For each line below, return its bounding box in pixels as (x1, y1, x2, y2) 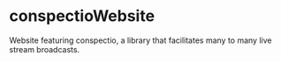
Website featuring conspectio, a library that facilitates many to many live (9, 35, 272, 45)
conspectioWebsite (9, 6, 156, 26)
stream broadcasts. (9, 44, 80, 54)
